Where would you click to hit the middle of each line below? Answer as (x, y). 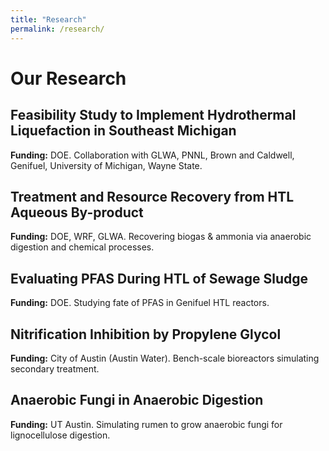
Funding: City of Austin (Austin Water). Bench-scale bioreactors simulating (165, 358)
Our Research (68, 78)
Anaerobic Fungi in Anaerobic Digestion (137, 400)
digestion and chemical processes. (82, 247)
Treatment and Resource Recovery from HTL (152, 196)
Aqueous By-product (77, 212)
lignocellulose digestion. (60, 435)
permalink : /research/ (57, 29)
